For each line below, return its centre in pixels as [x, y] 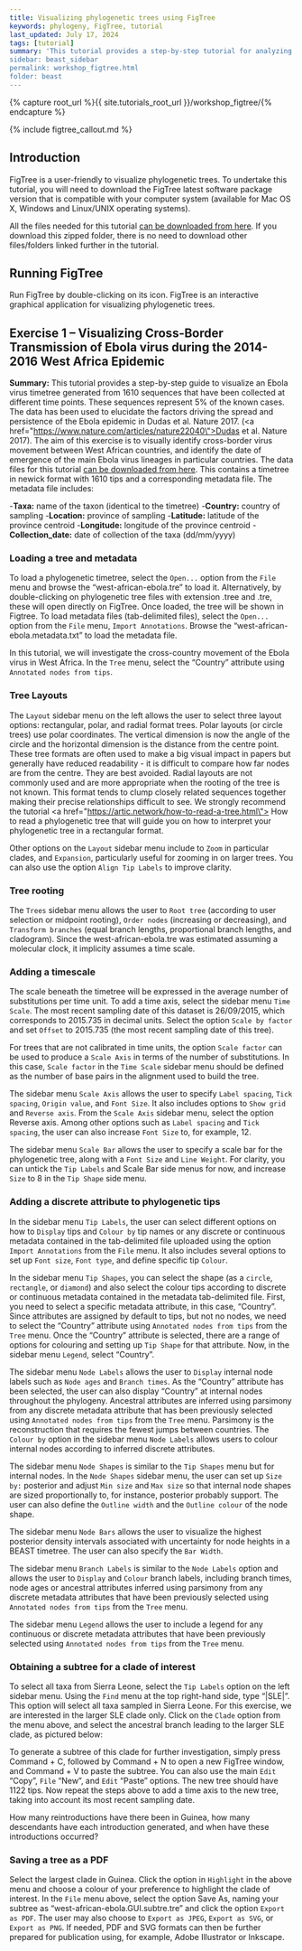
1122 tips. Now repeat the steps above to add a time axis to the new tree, [144, 1790]
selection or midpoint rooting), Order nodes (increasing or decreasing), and [148, 920]
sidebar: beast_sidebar [54, 60]
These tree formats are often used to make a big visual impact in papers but [150, 753]
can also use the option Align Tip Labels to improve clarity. [120, 867]
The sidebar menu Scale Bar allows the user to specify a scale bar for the [146, 1150]
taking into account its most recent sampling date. [102, 1799]
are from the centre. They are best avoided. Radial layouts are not [131, 772]
